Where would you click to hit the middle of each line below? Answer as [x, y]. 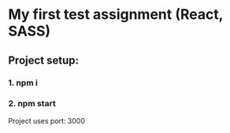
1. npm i [23, 83]
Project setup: [44, 60]
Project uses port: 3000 [46, 120]
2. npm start [32, 104]
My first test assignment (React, [115, 15]
